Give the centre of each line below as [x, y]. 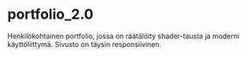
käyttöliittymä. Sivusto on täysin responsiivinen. [85, 44]
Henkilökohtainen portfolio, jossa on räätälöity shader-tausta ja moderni [124, 36]
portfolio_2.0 [50, 14]
